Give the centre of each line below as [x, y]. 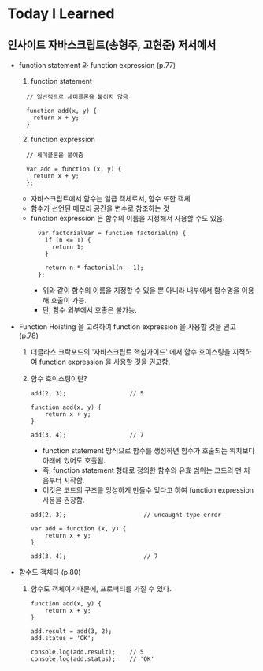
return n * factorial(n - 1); [94, 268]
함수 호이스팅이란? [59, 379]
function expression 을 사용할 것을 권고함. [105, 362]
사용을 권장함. [63, 500]
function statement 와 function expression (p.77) [97, 65]
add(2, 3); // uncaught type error [126, 515]
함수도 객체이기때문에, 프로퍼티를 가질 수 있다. [101, 589]
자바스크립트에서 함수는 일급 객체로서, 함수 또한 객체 [110, 199]
